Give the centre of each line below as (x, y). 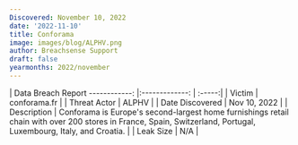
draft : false (34, 59)
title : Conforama (42, 34)
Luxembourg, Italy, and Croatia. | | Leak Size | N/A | (104, 131)
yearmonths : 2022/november (60, 68)
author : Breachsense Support (64, 51)
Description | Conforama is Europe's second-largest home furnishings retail (149, 112)
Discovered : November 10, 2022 (68, 17)
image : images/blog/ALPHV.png (66, 43)
